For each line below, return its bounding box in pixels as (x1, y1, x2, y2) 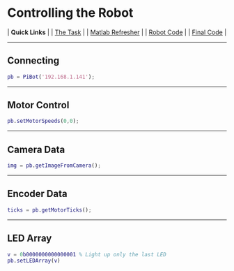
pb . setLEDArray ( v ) (7, 257, 61, 265)
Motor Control (7, 99, 70, 111)
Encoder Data (7, 188, 68, 200)
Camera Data (7, 143, 65, 155)
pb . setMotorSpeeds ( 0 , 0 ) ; (7, 117, 79, 125)
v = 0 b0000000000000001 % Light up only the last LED (7, 251, 167, 258)
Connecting (7, 54, 60, 67)
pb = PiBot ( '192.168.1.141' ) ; (7, 73, 95, 80)
